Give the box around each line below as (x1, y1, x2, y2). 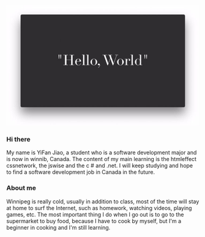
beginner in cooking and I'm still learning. (6, 224, 111, 231)
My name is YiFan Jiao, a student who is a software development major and (6, 149, 197, 156)
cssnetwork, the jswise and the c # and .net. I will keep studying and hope (6, 162, 193, 170)
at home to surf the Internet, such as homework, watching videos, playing (6, 204, 192, 211)
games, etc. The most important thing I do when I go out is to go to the (6, 211, 184, 218)
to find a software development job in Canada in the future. (6, 168, 155, 176)
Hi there (6, 135, 31, 143)
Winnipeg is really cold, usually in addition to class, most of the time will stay (6, 198, 199, 205)
